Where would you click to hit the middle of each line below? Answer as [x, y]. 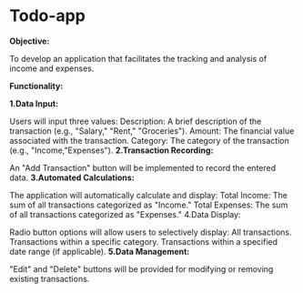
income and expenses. [52, 68]
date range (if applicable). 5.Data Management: [100, 251]
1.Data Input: [34, 103]
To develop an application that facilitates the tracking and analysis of [138, 58]
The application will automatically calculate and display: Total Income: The [149, 195]
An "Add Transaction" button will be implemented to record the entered [143, 167]
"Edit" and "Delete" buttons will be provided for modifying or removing [141, 268]
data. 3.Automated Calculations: [72, 177]
